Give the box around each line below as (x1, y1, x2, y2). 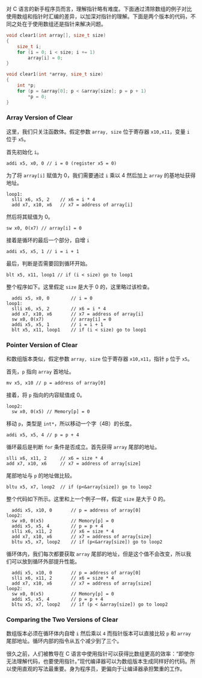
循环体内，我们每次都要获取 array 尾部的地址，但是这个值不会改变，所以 (6, 550, 186, 557)
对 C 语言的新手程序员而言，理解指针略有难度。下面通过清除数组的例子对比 (6, 5, 192, 12)
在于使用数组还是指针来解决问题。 (22, 20, 106, 27)
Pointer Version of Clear (6, 341, 78, 349)
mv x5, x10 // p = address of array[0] (6, 380, 106, 386)
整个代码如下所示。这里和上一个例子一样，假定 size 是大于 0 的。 (6, 495, 169, 503)
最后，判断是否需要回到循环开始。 (6, 260, 91, 267)
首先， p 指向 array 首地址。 (6, 368, 75, 375)
